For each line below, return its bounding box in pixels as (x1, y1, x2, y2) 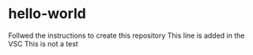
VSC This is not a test (8, 38, 79, 48)
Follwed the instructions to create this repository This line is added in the (8, 31, 245, 40)
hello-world (8, 5, 87, 23)
